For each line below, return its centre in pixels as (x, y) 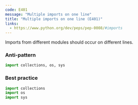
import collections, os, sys (35, 65)
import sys (16, 98)
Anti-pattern (21, 55)
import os (15, 93)
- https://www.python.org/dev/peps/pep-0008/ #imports (66, 28)
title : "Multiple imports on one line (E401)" (54, 19)
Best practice (22, 78)
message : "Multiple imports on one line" (48, 14)
